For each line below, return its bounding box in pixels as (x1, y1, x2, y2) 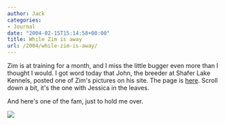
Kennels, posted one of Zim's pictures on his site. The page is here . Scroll (7, 76, 218, 84)
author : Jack (7, 10, 45, 17)
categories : (7, 17, 42, 24)
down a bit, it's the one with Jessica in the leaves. (7, 84, 149, 92)
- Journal (7, 23, 36, 30)
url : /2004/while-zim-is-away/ (7, 42, 98, 49)
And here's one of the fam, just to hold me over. (7, 97, 144, 105)
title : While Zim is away (7, 36, 82, 43)
